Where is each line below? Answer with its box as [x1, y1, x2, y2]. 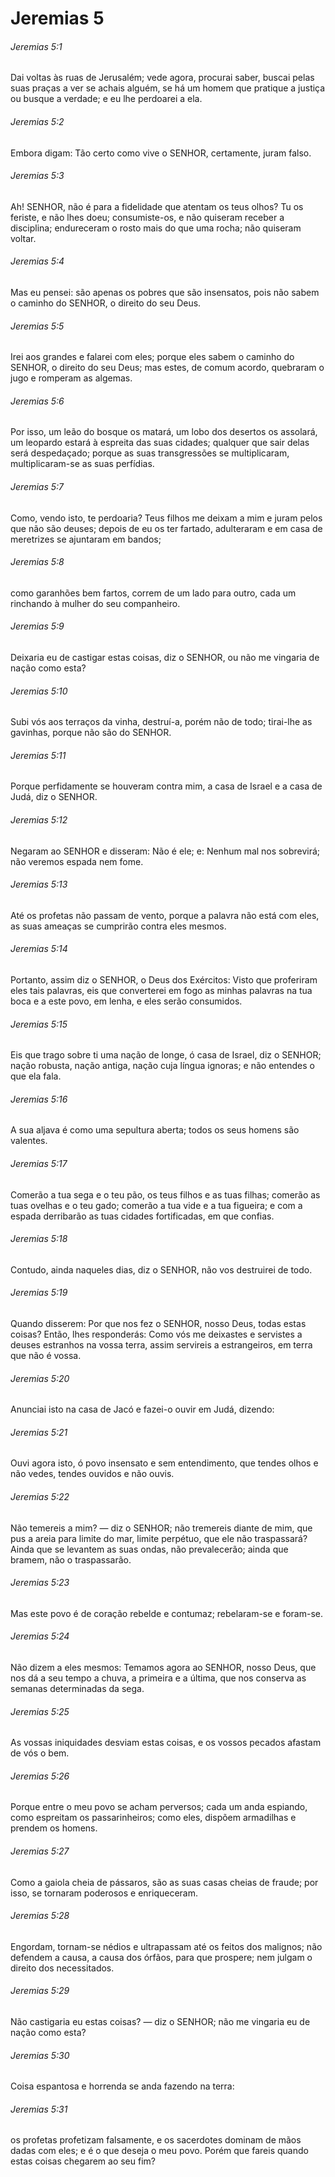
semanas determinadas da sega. [10, 1683, 145, 1695]
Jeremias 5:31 [10, 2103, 68, 2115]
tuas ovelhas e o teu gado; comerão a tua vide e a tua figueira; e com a [10, 1199, 303, 1211]
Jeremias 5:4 [10, 255, 65, 267]
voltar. [10, 232, 37, 244]
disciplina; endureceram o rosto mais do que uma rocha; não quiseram [10, 222, 302, 234]
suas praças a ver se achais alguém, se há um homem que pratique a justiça [10, 82, 326, 94]
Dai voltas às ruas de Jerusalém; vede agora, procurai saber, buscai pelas [10, 72, 315, 84]
